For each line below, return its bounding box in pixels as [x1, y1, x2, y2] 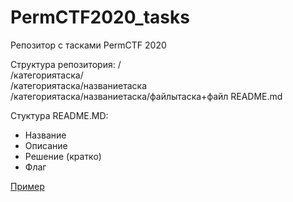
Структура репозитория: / [10, 58, 122, 70]
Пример [10, 180, 45, 192]
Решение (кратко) [24, 150, 102, 162]
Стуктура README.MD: [10, 109, 109, 121]
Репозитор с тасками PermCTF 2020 [10, 39, 167, 51]
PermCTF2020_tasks [10, 6, 190, 29]
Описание [24, 139, 68, 151]
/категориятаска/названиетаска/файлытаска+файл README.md [10, 90, 283, 102]
